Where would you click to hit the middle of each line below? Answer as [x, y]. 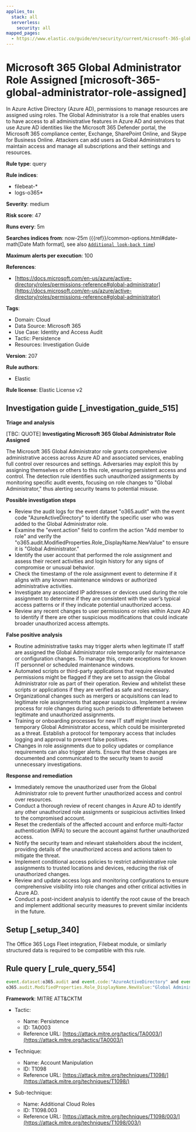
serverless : [26, 22]
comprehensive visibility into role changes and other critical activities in [100, 886]
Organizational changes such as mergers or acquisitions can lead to [96, 696]
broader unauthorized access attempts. [62, 623]
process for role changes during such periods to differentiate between [99, 708]
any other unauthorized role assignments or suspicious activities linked [100, 812]
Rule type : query [26, 163]
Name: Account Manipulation [58, 1063]
